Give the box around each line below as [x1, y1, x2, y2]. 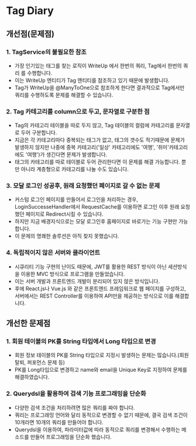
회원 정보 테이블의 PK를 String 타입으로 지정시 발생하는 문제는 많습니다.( [14, 352, 180, 359]
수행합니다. [27, 69, 53, 77]
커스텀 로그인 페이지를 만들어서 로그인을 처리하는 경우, [14, 196, 139, 203]
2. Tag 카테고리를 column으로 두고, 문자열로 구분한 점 [6, 107, 150, 115]
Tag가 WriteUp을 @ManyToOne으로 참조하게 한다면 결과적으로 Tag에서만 [14, 84, 185, 91]
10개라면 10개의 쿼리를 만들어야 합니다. [14, 419, 104, 426]
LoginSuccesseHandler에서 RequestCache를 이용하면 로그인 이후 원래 [14, 203, 180, 210]
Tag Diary [6, 4, 54, 18]
